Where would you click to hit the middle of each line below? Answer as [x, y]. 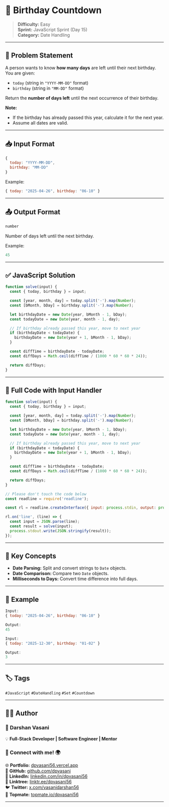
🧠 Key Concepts [31, 556]
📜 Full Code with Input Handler [54, 390]
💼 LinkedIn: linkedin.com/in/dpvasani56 [47, 776]
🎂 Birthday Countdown [54, 10]
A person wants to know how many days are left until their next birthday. [81, 68]
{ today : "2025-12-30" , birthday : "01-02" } [53, 643]
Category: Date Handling [44, 35]
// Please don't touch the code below [46, 494]
